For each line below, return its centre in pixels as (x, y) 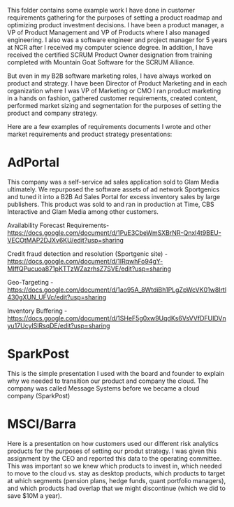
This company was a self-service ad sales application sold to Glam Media (113, 182)
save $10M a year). (35, 495)
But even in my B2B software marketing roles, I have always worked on (109, 76)
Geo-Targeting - (30, 282)
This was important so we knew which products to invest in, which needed (115, 466)
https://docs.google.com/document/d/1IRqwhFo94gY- (85, 261)
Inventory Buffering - (37, 311)
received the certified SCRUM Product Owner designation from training (110, 55)
